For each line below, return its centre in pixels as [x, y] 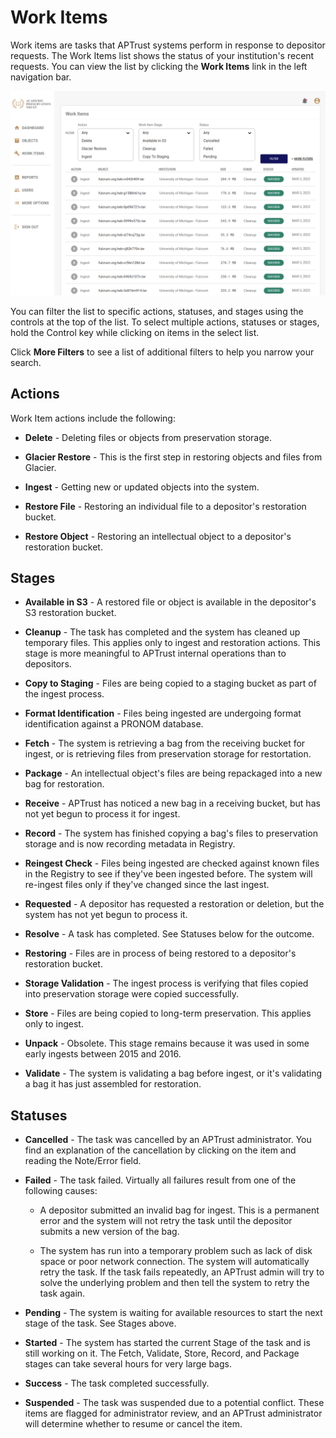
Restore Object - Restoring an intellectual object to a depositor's [158, 536]
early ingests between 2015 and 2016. [103, 1054]
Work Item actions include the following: [93, 418]
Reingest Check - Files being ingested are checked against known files [172, 863]
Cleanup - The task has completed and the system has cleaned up [162, 632]
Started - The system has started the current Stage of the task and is [167, 1343]
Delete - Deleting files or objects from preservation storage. [148, 437]
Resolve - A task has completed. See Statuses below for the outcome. [169, 934]
